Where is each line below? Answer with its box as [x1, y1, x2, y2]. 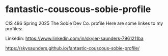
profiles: [5, 25, 23, 31]
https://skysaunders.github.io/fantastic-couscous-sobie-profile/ [5, 45, 140, 51]
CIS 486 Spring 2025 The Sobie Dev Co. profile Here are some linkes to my [5, 20, 163, 26]
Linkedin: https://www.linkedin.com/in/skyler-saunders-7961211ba [5, 35, 144, 41]
